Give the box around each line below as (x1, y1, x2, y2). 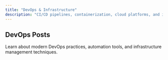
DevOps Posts (5, 30, 50, 39)
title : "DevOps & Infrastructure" (5, 7, 77, 12)
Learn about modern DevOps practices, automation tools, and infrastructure (5, 43, 162, 50)
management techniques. (5, 49, 58, 55)
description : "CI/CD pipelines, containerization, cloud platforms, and (5, 12, 160, 17)
